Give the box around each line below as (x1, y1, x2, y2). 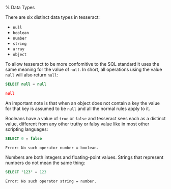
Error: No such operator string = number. (5, 178, 97, 184)
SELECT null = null (5, 82, 47, 87)
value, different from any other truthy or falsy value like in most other (5, 121, 150, 127)
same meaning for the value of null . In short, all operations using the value (5, 66, 162, 72)
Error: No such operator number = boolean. (5, 145, 99, 150)
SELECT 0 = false (5, 136, 42, 141)
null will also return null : (5, 72, 59, 78)
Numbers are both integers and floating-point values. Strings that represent (5, 154, 164, 160)
